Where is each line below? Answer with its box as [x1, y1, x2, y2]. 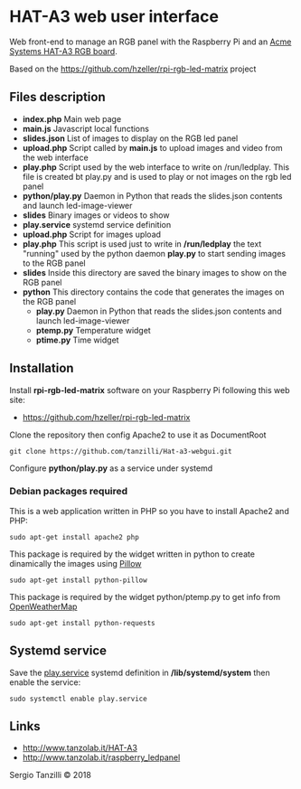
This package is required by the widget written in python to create [9, 549, 256, 559]
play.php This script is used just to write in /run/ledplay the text [22, 238, 262, 249]
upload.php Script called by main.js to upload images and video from [22, 142, 283, 153]
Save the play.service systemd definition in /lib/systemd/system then [9, 667, 270, 678]
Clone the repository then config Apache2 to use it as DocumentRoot [9, 429, 267, 440]
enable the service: [9, 676, 81, 688]
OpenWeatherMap [9, 601, 78, 612]
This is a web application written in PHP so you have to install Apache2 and [9, 505, 289, 516]
